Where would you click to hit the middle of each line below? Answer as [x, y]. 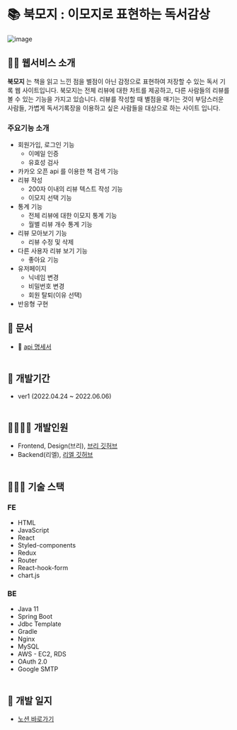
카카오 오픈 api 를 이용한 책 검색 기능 [68, 171]
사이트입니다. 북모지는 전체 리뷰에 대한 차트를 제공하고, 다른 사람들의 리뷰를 [126, 90]
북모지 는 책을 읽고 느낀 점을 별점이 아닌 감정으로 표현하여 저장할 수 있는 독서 [113, 81]
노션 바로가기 [36, 719]
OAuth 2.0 [32, 661]
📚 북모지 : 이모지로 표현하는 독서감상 [109, 15]
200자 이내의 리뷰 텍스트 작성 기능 [75, 189]
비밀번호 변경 [46, 286]
